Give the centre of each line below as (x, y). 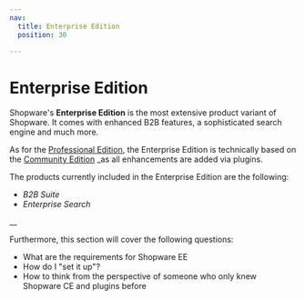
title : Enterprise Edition (69, 26)
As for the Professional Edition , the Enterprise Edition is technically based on (153, 150)
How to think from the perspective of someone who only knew (140, 276)
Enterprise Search (56, 205)
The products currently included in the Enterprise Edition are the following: (149, 177)
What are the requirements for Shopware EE (105, 257)
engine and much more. (54, 132)
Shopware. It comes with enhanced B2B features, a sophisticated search (146, 123)
